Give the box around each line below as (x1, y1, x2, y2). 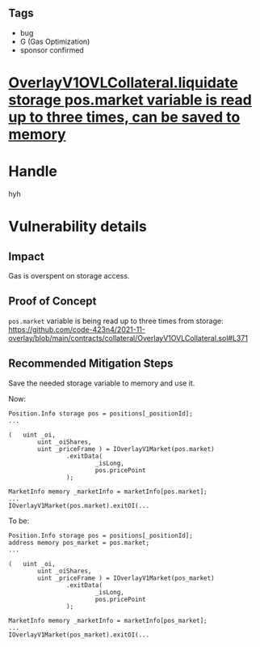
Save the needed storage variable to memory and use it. (8, 378, 195, 388)
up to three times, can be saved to (8, 109, 241, 126)
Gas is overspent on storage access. (8, 270, 130, 280)
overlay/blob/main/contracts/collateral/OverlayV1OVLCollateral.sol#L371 (8, 333, 249, 343)
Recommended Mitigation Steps (8, 356, 174, 371)
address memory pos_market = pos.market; (8, 538, 150, 547)
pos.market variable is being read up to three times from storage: (8, 316, 224, 326)
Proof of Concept (8, 295, 97, 309)
